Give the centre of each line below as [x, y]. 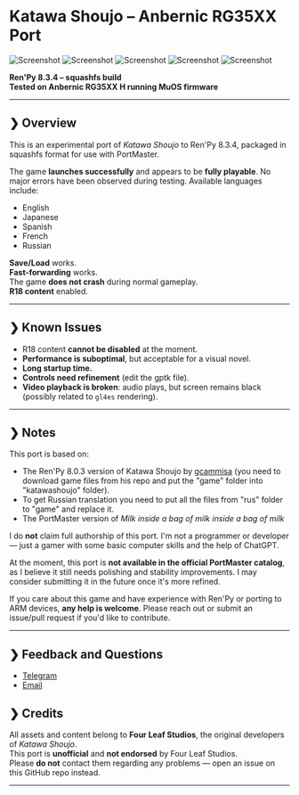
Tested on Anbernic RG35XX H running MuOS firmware [114, 86]
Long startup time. [57, 368]
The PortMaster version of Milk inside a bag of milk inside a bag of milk [153, 519]
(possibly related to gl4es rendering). [90, 396]
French [35, 236]
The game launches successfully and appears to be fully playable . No [140, 171]
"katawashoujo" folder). [65, 490]
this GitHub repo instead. [55, 772]
